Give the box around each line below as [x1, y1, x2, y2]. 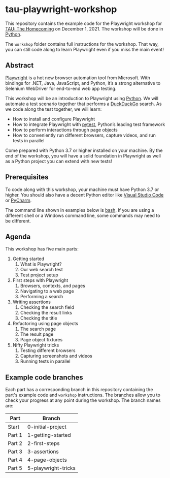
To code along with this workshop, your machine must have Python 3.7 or [5, 186, 159, 193]
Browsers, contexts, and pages [20, 283, 85, 289]
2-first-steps [27, 440, 60, 447]
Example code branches [5, 373, 84, 381]
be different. [5, 217, 31, 224]
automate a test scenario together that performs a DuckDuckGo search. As [5, 101, 162, 107]
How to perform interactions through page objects [12, 126, 118, 133]
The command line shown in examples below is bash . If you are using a [5, 207, 154, 213]
